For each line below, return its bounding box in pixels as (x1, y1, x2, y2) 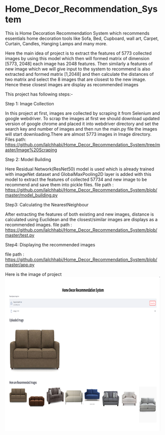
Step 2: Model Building (5, 156, 51, 162)
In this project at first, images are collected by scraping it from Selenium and (5, 110, 160, 116)
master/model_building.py (5, 192, 58, 198)
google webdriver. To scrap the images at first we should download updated (5, 115, 160, 121)
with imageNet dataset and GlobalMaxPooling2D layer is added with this (5, 171, 152, 177)
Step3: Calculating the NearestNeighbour (5, 201, 89, 207)
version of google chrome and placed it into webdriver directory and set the (5, 121, 159, 127)
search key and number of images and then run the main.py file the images (5, 126, 158, 132)
